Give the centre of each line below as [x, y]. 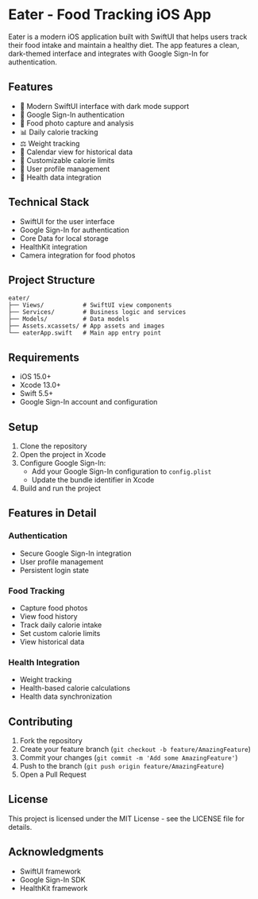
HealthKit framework [54, 888]
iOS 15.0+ [35, 377]
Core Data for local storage [64, 238]
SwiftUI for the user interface [67, 221]
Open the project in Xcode [63, 454]
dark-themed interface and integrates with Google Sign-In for [108, 53]
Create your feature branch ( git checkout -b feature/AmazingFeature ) [135, 750]
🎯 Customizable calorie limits [67, 160]
